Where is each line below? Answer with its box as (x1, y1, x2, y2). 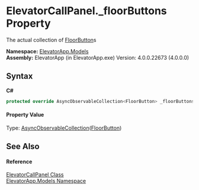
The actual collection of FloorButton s (6, 36, 97, 43)
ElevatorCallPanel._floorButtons (6, 4, 167, 18)
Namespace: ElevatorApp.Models (6, 47, 89, 54)
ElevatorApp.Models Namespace (6, 178, 86, 185)
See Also (6, 141, 40, 152)
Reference (6, 158, 33, 165)
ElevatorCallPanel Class (6, 171, 64, 178)
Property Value (6, 111, 44, 118)
